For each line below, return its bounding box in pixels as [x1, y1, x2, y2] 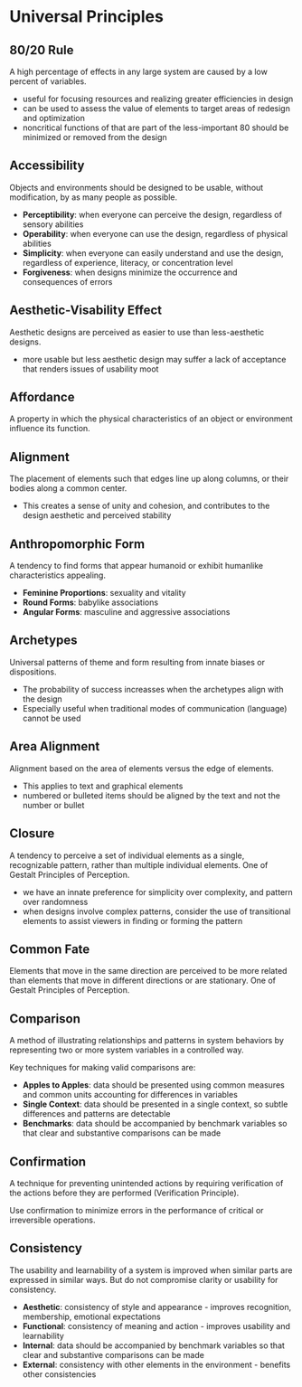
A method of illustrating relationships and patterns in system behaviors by [9, 1035, 285, 1046]
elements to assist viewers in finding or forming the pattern [22, 915, 243, 926]
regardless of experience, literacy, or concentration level [22, 257, 233, 268]
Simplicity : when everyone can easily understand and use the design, [22, 247, 284, 259]
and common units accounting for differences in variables [22, 1090, 238, 1100]
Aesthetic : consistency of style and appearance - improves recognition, [22, 1301, 292, 1312]
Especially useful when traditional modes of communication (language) [22, 703, 288, 713]
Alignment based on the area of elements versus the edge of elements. [9, 762, 274, 774]
